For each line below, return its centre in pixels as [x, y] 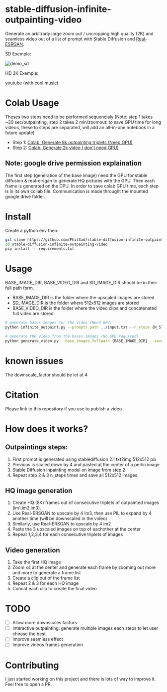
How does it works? [47, 429]
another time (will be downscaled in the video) [60, 519]
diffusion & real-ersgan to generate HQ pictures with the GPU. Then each [80, 180]
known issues [34, 361]
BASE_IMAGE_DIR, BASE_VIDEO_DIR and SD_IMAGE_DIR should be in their [81, 283]
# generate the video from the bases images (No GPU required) [72, 336]
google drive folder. [25, 196]
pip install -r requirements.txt [40, 249]
